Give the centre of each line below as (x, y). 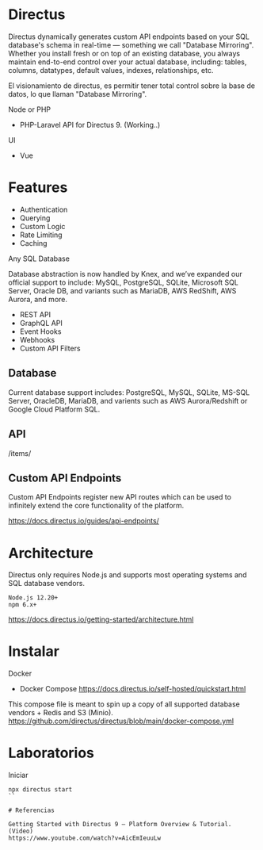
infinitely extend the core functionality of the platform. (96, 506)
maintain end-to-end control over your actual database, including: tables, (128, 62)
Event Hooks (40, 331)
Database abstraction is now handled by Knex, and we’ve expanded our (126, 274)
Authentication (44, 209)
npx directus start (40, 790)
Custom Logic (42, 226)
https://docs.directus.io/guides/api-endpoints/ (84, 521)
